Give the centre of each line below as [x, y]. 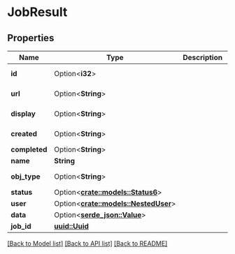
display [23, 114]
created [24, 134]
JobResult [37, 12]
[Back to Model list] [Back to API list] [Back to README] [87, 244]
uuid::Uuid [72, 226]
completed [29, 149]
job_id [21, 226]
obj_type [26, 177]
